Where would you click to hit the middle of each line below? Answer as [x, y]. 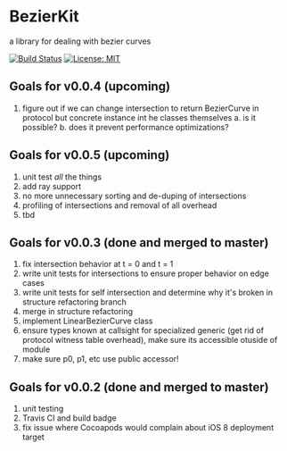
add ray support [52, 186]
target [33, 437]
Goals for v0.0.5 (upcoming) [90, 155]
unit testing [43, 409]
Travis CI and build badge [70, 418]
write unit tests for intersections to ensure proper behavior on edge [145, 273]
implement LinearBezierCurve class [87, 321]
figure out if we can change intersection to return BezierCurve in [140, 108]
